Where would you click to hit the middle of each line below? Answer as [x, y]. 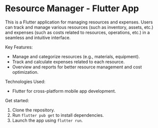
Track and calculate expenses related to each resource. [68, 62]
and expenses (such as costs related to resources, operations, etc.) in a [78, 32]
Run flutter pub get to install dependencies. [58, 115]
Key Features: [19, 47]
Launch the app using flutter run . [47, 120]
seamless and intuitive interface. [38, 38]
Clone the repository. [33, 110]
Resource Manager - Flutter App [72, 9]
